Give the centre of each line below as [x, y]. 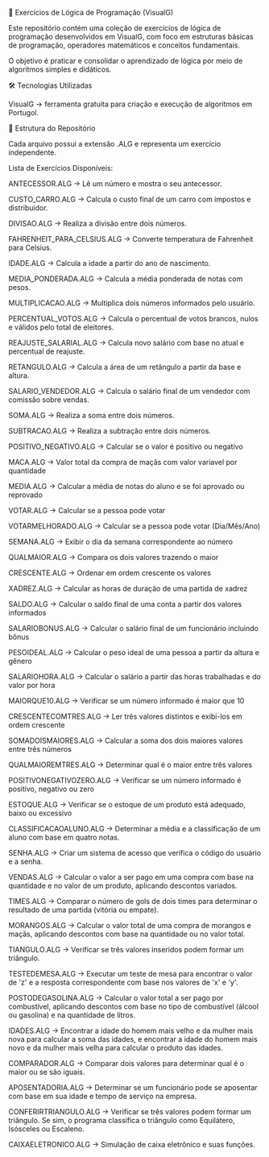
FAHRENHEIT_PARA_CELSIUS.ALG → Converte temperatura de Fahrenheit [131, 239]
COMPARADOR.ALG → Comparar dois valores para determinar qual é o [126, 1063]
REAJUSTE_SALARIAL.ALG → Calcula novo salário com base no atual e [126, 343]
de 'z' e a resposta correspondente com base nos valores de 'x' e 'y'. [123, 982]
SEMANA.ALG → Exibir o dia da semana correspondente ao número [121, 541]
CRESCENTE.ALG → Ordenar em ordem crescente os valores [110, 573]
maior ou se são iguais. [47, 1072]
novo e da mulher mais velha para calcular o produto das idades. [116, 1048]
